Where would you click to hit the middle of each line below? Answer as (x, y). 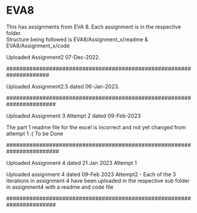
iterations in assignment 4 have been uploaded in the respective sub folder (98, 180)
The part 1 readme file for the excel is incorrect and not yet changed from (96, 127)
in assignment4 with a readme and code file (60, 187)
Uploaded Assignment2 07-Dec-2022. (53, 57)
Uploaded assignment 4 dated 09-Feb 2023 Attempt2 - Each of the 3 (91, 174)
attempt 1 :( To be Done (35, 133)
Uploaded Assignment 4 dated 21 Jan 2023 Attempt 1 (71, 163)
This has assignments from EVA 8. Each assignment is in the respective (94, 27)
